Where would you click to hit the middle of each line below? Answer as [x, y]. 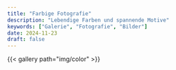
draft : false [26, 40]
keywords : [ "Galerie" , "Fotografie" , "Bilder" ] [78, 26]
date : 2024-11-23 [32, 33]
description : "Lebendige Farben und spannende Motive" [88, 20]
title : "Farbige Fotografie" [49, 14]
